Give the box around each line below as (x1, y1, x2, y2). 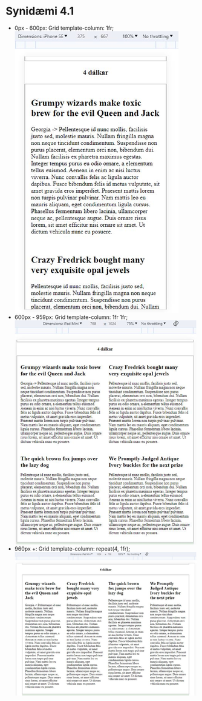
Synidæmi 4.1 (5, 4, 74, 18)
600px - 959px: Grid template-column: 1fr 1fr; (14, 314, 128, 321)
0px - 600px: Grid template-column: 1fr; (14, 24, 114, 32)
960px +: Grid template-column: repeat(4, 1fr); (14, 545, 131, 552)
